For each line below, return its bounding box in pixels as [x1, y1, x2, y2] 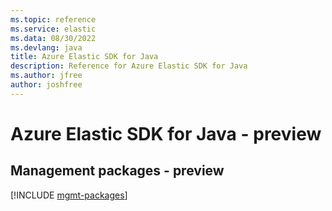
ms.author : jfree [10, 71, 83, 81]
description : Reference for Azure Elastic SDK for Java [10, 61, 248, 71]
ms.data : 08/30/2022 [10, 33, 97, 43]
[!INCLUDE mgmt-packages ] [10, 189, 128, 201]
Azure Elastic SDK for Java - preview [10, 122, 322, 145]
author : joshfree [10, 80, 83, 90]
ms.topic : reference [10, 14, 97, 25]
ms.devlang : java [10, 42, 83, 53]
